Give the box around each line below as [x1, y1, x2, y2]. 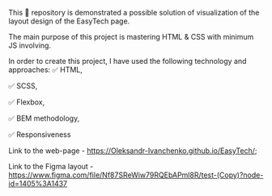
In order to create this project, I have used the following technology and [8, 57, 247, 66]
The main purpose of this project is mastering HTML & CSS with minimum [8, 32, 254, 41]
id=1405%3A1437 [8, 179, 67, 188]
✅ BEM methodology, [8, 113, 80, 123]
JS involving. [8, 40, 51, 50]
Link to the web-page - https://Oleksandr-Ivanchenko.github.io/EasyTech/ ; [8, 146, 257, 156]
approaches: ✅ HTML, [8, 65, 83, 75]
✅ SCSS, [8, 81, 38, 91]
